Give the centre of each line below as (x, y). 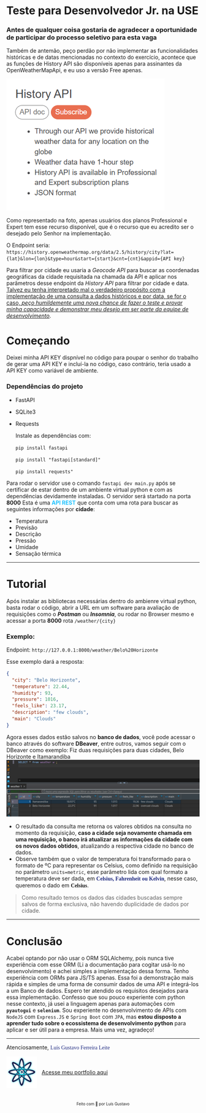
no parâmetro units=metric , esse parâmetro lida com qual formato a (101, 872)
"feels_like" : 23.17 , (40, 706)
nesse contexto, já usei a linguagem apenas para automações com (91, 1004)
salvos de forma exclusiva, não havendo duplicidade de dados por (105, 904)
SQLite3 (25, 412)
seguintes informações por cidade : (51, 509)
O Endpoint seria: (28, 245)
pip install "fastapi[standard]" (58, 460)
